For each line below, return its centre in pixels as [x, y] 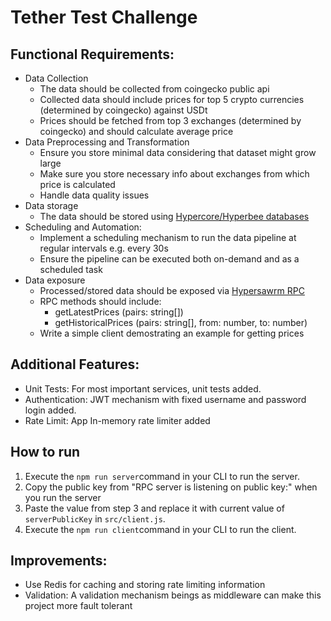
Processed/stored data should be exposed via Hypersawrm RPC [172, 290]
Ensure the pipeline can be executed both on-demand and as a [169, 259]
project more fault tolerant [78, 606]
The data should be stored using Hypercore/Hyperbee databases [174, 216]
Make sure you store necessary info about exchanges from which [174, 174]
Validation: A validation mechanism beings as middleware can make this [173, 595]
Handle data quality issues [94, 195]
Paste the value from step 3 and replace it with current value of [154, 508]
